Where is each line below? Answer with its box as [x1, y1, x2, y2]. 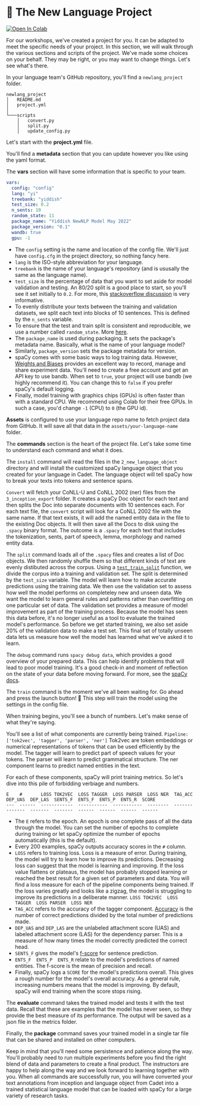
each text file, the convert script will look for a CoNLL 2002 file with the [6, 507, 182, 515]
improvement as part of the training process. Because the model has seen [6, 608, 188, 615]
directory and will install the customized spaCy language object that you [6, 464, 183, 471]
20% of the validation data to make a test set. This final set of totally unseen [6, 626, 193, 634]
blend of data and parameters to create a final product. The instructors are [6, 1060, 189, 1067]
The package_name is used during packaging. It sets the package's [14, 334, 176, 342]
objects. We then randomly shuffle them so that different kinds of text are [6, 557, 186, 564]
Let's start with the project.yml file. [6, 138, 93, 146]
